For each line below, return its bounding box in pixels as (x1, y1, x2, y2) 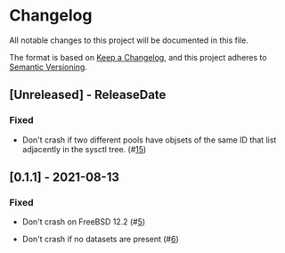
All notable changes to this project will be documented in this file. (9, 35, 249, 45)
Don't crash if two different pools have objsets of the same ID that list (21, 135, 277, 145)
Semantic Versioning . (9, 61, 87, 72)
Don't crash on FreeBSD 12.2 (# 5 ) (21, 216, 146, 227)
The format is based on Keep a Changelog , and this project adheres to (9, 52, 267, 62)
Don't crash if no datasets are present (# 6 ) (21, 233, 180, 245)
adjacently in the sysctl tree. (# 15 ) (21, 143, 147, 154)
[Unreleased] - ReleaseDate (9, 87, 167, 102)
